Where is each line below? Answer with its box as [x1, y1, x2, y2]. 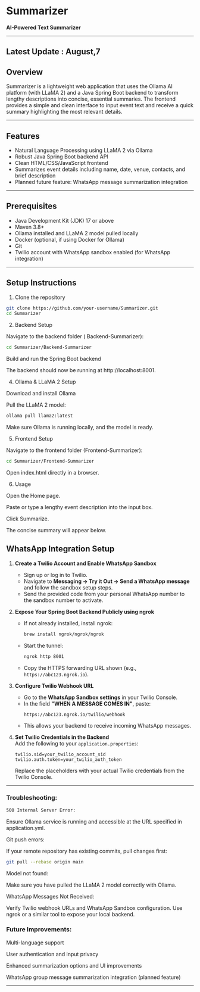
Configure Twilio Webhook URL [14, 682, 94, 689]
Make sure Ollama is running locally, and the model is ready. [6, 424, 154, 431]
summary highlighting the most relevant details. [6, 108, 123, 116]
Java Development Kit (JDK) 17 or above [14, 217, 114, 224]
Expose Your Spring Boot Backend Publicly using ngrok [14, 608, 155, 615]
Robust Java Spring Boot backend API [14, 153, 108, 160]
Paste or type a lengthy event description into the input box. [6, 503, 153, 510]
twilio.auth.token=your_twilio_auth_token [14, 756, 122, 763]
